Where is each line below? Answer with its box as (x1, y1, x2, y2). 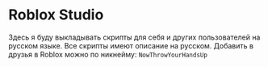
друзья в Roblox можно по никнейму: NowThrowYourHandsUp (8, 49, 208, 59)
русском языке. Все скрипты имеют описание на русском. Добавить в (8, 40, 254, 50)
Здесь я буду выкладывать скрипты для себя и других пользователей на (8, 32, 261, 42)
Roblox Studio (8, 6, 104, 24)
